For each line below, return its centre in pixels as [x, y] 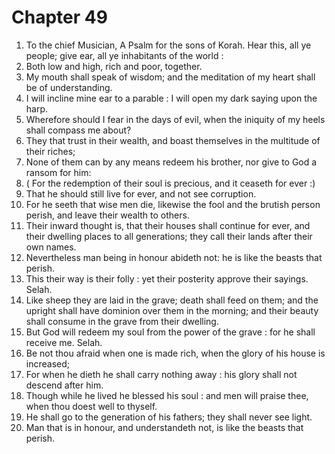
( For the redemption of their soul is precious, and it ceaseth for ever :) [170, 183]
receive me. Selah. [64, 342]
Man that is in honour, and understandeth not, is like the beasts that [164, 427]
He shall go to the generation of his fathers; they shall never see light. [169, 417]
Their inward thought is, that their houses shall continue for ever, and [168, 225]
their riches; [50, 151]
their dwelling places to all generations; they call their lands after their [169, 236]
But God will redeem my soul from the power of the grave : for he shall [170, 332]
